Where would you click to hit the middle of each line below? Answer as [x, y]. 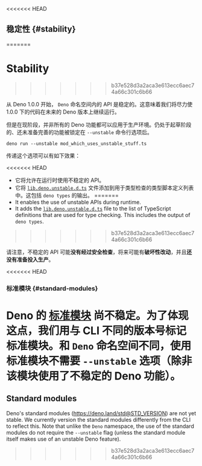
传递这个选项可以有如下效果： [43, 155]
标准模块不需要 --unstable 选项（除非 [99, 361]
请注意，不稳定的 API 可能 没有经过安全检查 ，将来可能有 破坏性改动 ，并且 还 [99, 252]
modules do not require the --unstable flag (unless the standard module [96, 432]
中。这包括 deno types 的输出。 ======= [67, 195]
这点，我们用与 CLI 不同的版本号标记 [96, 330]
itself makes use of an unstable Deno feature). [64, 439]
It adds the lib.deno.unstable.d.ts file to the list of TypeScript [93, 209]
